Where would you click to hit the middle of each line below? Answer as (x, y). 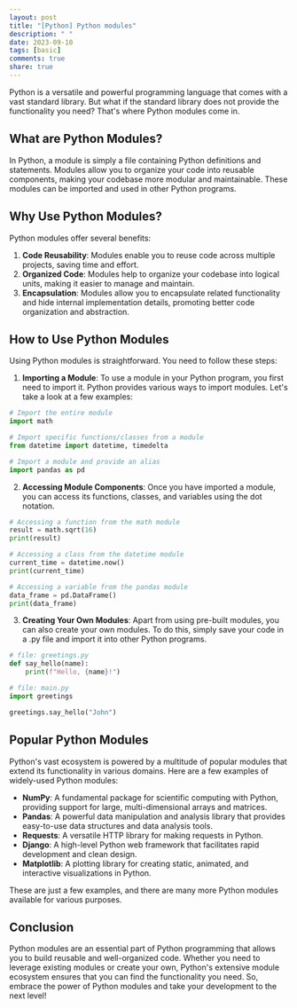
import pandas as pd (47, 470)
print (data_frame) (43, 603)
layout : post (33, 17)
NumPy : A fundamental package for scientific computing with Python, (150, 797)
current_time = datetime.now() (67, 563)
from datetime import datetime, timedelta (89, 445)
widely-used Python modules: (64, 780)
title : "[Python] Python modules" (73, 26)
